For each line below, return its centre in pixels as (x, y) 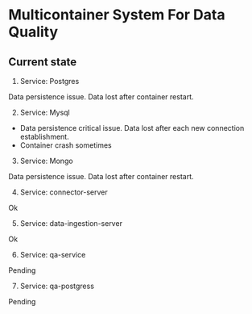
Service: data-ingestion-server (71, 223)
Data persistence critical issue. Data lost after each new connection (132, 128)
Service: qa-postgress (57, 286)
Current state (43, 62)
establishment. (45, 136)
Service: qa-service (53, 255)
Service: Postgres (50, 81)
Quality (33, 32)
